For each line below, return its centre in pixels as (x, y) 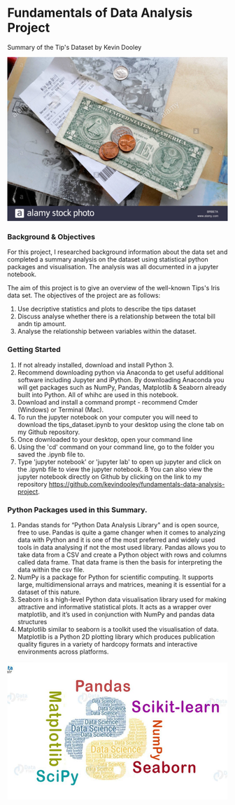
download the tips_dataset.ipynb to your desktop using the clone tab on (121, 424)
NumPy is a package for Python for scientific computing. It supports (115, 577)
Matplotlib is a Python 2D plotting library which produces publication (116, 637)
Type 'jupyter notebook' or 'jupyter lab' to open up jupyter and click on (119, 461)
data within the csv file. (51, 569)
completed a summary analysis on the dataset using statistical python (108, 259)
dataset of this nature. (49, 592)
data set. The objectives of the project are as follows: (84, 295)
